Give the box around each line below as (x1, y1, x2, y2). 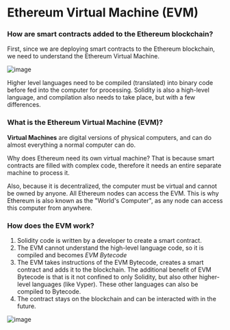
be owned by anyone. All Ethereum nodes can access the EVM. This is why (7, 189, 219, 197)
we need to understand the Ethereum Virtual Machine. (7, 52, 159, 60)
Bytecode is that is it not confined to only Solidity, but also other (16, 273, 198, 281)
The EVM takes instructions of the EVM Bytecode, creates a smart (16, 259, 204, 267)
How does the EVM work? (7, 221, 94, 231)
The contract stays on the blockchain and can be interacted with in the (16, 295, 217, 303)
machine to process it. (7, 168, 70, 176)
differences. (7, 101, 41, 109)
